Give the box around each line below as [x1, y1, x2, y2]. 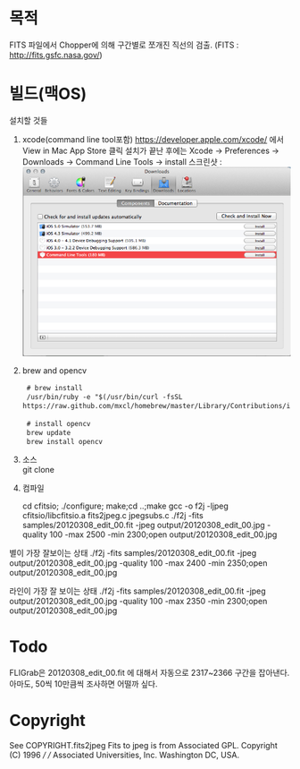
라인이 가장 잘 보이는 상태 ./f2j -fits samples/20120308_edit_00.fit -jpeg [9, 585, 266, 596]
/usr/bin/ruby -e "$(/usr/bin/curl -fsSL [26, 392, 183, 401]
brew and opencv [21, 364, 87, 376]
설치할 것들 [9, 115, 48, 125]
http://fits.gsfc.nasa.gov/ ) [9, 49, 103, 60]
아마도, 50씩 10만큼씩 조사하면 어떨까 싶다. [9, 678, 158, 689]
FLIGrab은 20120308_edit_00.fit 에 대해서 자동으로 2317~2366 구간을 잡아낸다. [9, 667, 290, 678]
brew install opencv [26, 437, 103, 446]
